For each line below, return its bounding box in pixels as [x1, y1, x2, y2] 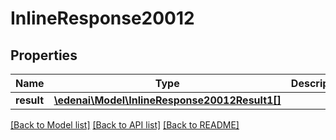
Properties [10, 47, 78, 64]
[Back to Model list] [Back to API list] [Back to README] [10, 119, 240, 131]
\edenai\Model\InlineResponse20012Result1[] [53, 93, 282, 107]
